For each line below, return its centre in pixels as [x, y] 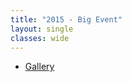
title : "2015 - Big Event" [66, 19]
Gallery [39, 67]
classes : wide [40, 38]
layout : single [42, 29]
